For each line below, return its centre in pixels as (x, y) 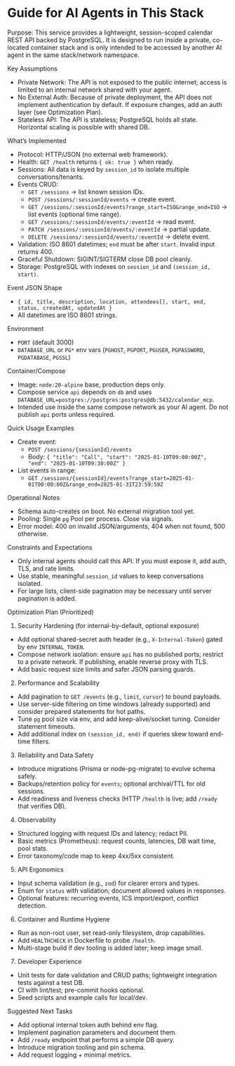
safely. (27, 776)
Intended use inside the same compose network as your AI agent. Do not (123, 407)
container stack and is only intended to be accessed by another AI (126, 47)
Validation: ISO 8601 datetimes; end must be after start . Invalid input (116, 244)
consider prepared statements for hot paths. (81, 711)
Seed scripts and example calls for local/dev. (82, 997)
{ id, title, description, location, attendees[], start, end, (112, 302)
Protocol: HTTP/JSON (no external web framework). (93, 154)
